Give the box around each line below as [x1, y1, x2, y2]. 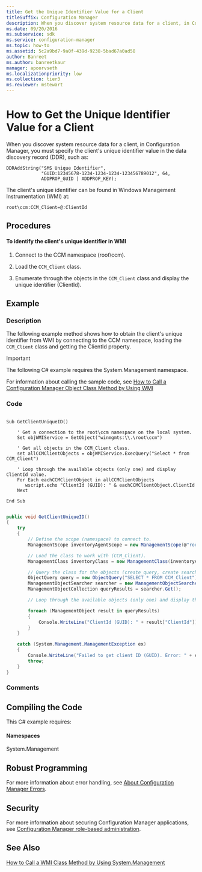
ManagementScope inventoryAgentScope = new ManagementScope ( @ [28, 542, 187, 548]
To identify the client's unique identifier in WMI [6, 237, 126, 245]
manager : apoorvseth [6, 65, 58, 71]
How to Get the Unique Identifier [6, 108, 170, 121]
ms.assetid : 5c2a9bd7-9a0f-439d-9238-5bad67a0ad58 [6, 48, 136, 54]
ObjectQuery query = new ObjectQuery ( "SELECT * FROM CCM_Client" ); [28, 575, 200, 581]
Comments [6, 684, 39, 692]
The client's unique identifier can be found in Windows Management [6, 186, 176, 193]
